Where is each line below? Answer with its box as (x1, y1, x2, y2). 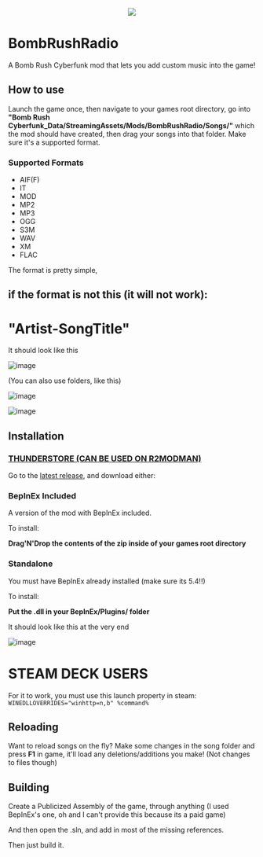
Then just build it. (8, 840, 64, 850)
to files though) (8, 758, 57, 767)
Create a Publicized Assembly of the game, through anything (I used (8, 802, 229, 811)
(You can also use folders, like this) (8, 376, 122, 385)
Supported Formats (8, 157, 84, 168)
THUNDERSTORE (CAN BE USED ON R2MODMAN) (8, 453, 202, 464)
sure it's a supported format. (8, 138, 100, 147)
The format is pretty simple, (8, 266, 98, 275)
